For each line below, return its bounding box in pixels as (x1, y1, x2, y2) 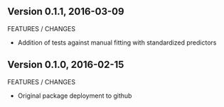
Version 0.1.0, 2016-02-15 (7, 59, 124, 71)
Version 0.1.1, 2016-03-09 (7, 6, 124, 18)
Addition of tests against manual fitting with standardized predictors (17, 38, 217, 47)
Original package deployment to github (17, 91, 132, 100)
